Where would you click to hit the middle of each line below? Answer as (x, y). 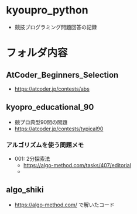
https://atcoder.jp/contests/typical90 (59, 129)
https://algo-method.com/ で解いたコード (64, 205)
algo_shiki (25, 190)
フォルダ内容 (37, 53)
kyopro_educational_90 (50, 107)
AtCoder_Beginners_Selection (62, 75)
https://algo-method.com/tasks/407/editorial (77, 165)
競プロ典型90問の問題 (41, 122)
